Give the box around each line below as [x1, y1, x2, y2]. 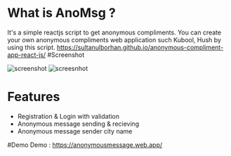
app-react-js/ [7, 51, 46, 59]
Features [7, 89, 60, 105]
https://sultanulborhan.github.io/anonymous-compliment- [56, 43, 224, 51]
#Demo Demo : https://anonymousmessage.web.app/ [7, 141, 163, 149]
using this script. [7, 43, 55, 51]
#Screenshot [47, 51, 85, 59]
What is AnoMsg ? [7, 5, 116, 21]
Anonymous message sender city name [17, 126, 133, 135]
